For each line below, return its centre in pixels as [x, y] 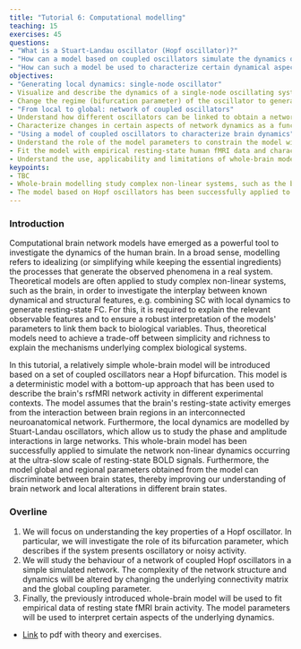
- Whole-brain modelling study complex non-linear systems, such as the [148, 184]
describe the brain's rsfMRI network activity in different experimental [137, 394]
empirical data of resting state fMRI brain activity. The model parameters [156, 607]
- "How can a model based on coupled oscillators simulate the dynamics [148, 59]
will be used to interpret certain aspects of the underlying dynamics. [148, 617]
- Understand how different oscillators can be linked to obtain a [138, 117]
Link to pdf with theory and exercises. [92, 634]
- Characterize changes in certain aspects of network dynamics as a [142, 126]
